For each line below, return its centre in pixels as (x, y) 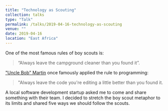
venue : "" (16, 29)
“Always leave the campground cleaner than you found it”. (79, 63)
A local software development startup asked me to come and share (76, 92)
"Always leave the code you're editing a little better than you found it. (90, 82)
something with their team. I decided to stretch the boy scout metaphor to (83, 98)
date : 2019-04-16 (24, 34)
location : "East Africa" (32, 39)
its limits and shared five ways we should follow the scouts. (68, 103)
